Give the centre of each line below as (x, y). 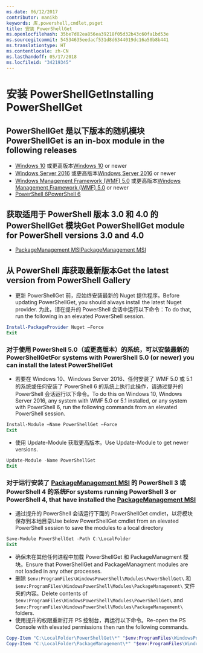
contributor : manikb (32, 18)
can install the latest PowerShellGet (60, 365)
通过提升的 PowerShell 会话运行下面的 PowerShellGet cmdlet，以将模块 (104, 513)
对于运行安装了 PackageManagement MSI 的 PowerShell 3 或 (96, 482)
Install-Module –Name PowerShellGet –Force (62, 425)
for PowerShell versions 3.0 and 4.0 (75, 235)
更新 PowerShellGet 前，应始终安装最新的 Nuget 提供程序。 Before (97, 296)
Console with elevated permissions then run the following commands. (102, 627)
